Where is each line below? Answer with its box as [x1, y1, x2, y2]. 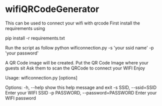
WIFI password [5, 95, 36, 101]
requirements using [5, 25, 45, 31]
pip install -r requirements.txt [5, 35, 65, 41]
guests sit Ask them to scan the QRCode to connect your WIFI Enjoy [5, 65, 145, 71]
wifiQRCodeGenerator [5, 3, 99, 15]
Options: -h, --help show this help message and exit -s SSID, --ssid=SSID [5, 84, 156, 90]
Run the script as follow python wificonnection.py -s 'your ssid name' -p [5, 44, 154, 50]
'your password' [5, 50, 39, 56]
